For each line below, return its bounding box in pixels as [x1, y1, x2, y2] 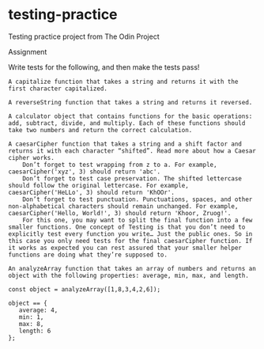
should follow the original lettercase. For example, [8, 181, 190, 189]
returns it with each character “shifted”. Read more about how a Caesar [8, 146, 257, 155]
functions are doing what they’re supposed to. [8, 251, 168, 259]
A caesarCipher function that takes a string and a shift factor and [8, 140, 243, 148]
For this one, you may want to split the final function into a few [22, 216, 253, 224]
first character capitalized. [8, 85, 108, 93]
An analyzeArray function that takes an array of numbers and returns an [8, 264, 257, 272]
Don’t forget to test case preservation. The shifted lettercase [22, 174, 243, 183]
